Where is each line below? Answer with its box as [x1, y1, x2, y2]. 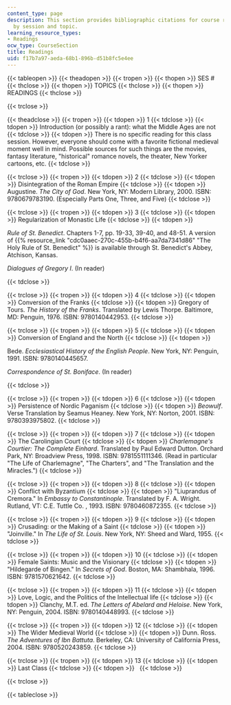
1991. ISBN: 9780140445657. [7, 354, 88, 362]
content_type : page [7, 10, 63, 17]
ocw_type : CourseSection [7, 42, 78, 49]
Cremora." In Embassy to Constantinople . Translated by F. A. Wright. [7, 494, 201, 502]
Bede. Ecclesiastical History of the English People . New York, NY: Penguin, [7, 346, 219, 355]
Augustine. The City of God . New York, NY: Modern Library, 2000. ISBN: [7, 187, 212, 195]
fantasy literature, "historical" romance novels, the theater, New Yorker [7, 152, 208, 160]
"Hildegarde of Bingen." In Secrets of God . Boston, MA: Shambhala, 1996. [7, 565, 215, 573]
